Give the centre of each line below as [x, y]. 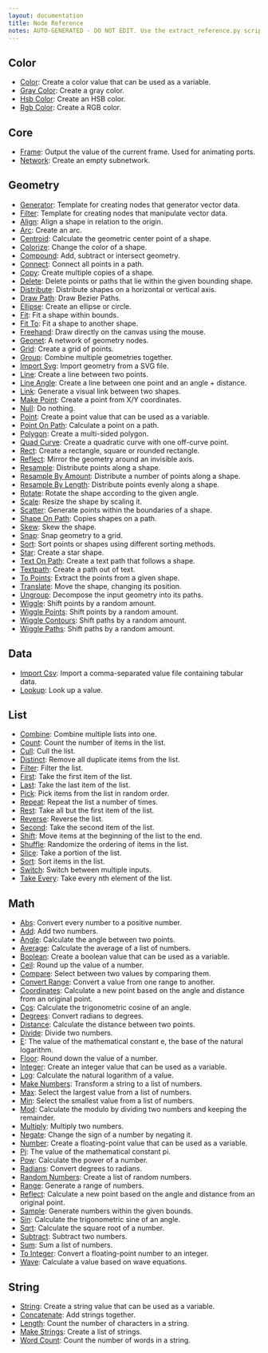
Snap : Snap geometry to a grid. [71, 535]
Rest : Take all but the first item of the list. [87, 810]
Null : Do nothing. [47, 408]
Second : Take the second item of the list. [87, 828]
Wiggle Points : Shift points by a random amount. [99, 611]
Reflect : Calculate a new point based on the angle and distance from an [137, 1194]
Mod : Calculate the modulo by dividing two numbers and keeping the [133, 1110]
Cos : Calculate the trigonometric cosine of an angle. [105, 1007]
